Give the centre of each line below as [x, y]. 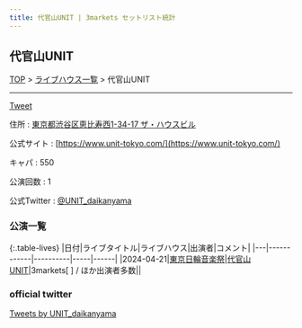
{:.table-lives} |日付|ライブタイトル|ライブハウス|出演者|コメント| [130, 247]
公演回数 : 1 [30, 182]
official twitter [41, 294]
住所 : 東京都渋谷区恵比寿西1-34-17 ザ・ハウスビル [102, 124]
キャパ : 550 [32, 163]
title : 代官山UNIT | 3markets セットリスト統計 [93, 18]
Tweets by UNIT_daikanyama [63, 314]
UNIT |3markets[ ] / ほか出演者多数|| [75, 270]
